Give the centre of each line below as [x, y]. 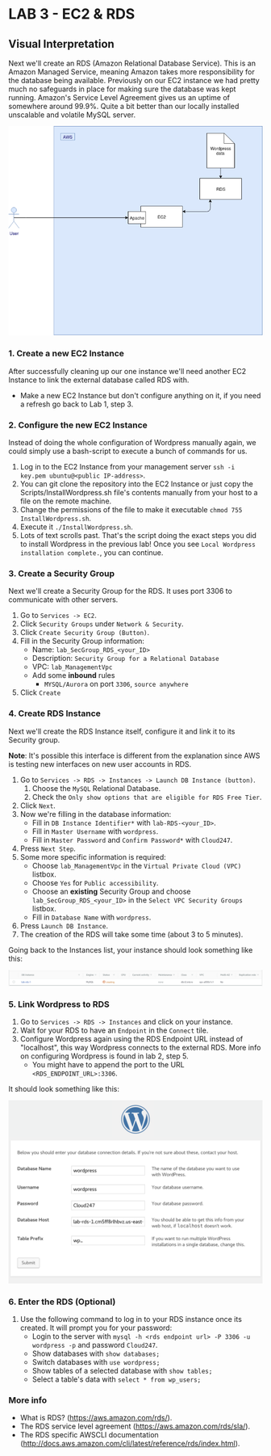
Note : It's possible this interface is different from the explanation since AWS [134, 755]
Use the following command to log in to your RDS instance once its [131, 1319]
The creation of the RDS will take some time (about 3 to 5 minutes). [131, 934]
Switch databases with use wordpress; [96, 1361]
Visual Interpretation [61, 44]
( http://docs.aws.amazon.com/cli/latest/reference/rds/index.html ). [130, 1444]
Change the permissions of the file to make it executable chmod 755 [131, 509]
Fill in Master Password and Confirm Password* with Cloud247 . [132, 840]
